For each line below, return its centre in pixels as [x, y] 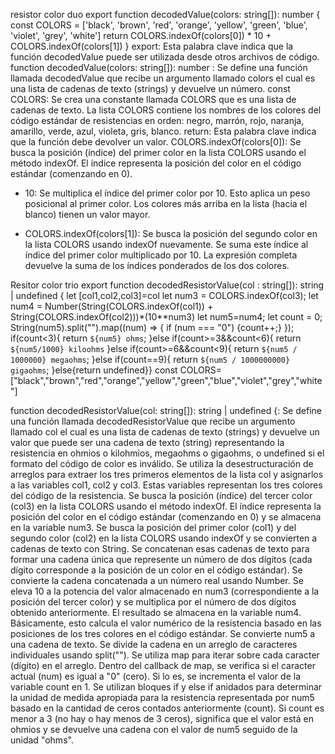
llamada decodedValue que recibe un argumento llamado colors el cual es [163, 78]
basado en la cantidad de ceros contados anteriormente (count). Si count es [167, 708]
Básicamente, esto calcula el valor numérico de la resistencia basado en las [166, 623]
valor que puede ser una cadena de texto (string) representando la [147, 442]
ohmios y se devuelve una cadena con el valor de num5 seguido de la [154, 729]
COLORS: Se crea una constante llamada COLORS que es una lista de [153, 99]
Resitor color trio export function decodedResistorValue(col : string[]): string [167, 285]
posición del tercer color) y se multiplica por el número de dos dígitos [153, 602]
